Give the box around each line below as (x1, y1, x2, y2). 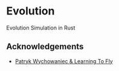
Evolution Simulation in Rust (6, 24, 76, 31)
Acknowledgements (6, 42, 84, 52)
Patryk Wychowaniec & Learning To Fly (14, 57, 113, 64)
